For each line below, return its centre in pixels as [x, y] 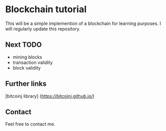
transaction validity [33, 62]
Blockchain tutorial [46, 9]
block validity [26, 68]
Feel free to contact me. [30, 124]
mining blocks [27, 57]
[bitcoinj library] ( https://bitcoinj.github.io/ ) [50, 96]
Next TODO [24, 45]
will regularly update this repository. [43, 28]
